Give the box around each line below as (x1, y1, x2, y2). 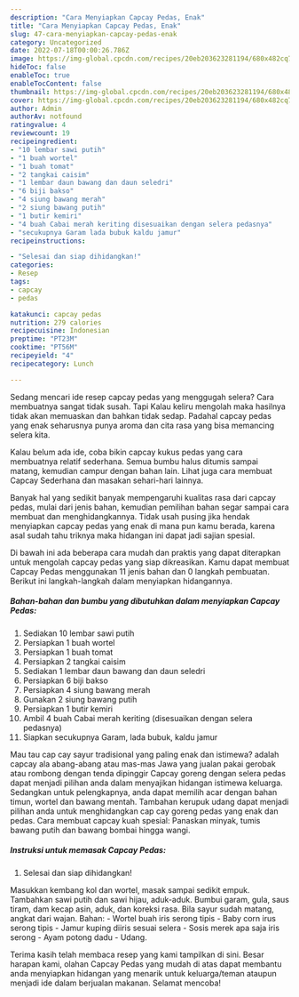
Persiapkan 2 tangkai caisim (22, 655, 127, 667)
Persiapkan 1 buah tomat (22, 647, 114, 657)
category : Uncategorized (10, 37, 102, 47)
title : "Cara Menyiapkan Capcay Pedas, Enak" (10, 21, 181, 30)
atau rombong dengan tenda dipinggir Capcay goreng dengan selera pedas (10, 768, 287, 778)
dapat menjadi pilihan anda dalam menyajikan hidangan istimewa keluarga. (10, 777, 283, 788)
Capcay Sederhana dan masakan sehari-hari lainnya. (10, 475, 204, 486)
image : (10, 54, 35, 63)
